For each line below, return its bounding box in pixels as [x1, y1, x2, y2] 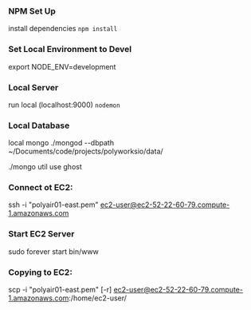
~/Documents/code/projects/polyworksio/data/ [8, 146, 163, 157]
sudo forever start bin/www [8, 246, 100, 256]
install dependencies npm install [8, 24, 118, 34]
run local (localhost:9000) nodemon [8, 100, 121, 109]
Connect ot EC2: [8, 182, 73, 193]
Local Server [8, 81, 59, 93]
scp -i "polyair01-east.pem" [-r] [8, 285, 112, 295]
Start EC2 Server [8, 229, 75, 240]
